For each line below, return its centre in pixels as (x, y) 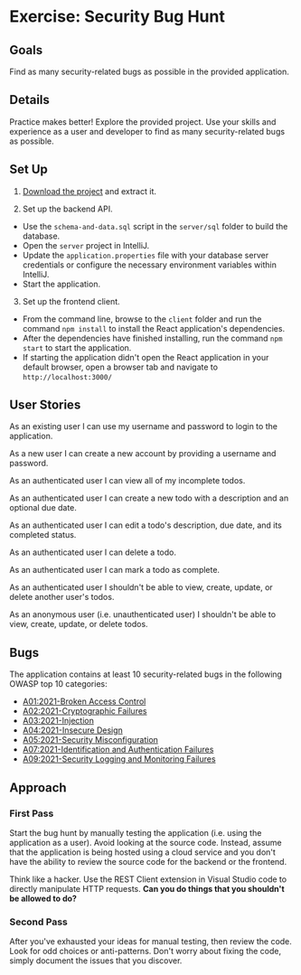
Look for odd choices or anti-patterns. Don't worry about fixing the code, (146, 952)
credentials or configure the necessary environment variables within (150, 265)
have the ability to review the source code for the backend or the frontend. (148, 861)
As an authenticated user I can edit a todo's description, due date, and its (146, 525)
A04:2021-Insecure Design (73, 730)
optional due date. (43, 508)
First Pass (32, 813)
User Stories (45, 405)
